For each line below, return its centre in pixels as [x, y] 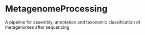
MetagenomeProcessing [56, 9]
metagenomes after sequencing [37, 27]
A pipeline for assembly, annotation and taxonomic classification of [73, 22]
